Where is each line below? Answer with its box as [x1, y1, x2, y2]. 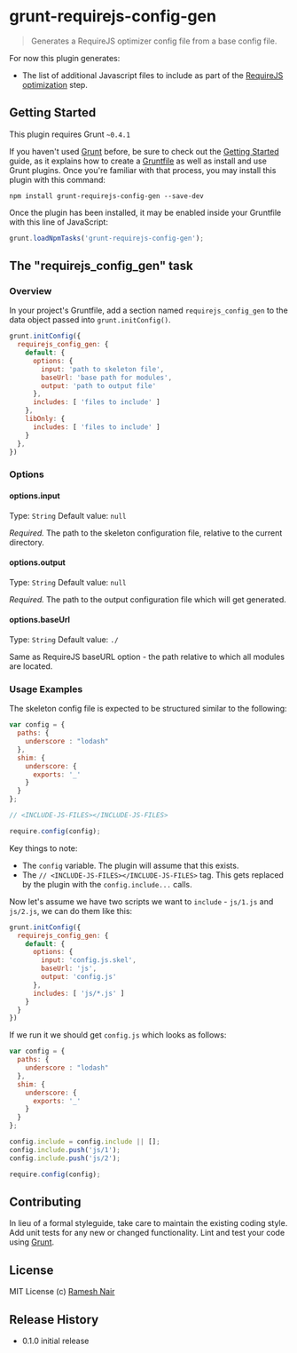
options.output [9, 557, 66, 568]
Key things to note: [9, 842, 78, 854]
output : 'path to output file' [41, 381, 157, 390]
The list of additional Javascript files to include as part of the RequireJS [21, 69, 284, 81]
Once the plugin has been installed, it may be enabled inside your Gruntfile [9, 207, 282, 218]
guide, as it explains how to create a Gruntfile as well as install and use [9, 155, 268, 166]
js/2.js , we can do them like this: [9, 905, 133, 916]
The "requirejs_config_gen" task [9, 259, 193, 274]
